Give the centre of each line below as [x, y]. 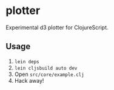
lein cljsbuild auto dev [46, 68]
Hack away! [29, 80]
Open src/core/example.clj [49, 74]
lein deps [27, 61]
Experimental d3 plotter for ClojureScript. [57, 27]
